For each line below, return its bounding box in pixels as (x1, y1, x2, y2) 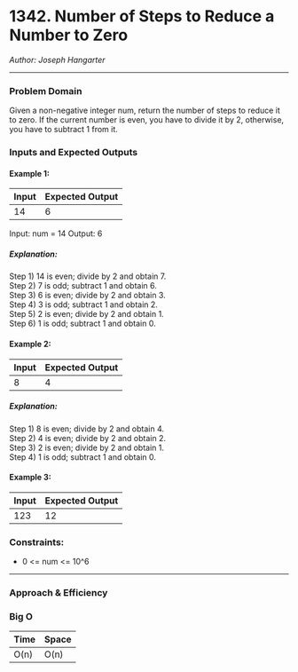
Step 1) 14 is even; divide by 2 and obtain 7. (9, 271, 167, 281)
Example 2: (9, 338, 51, 349)
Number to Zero (9, 25, 129, 45)
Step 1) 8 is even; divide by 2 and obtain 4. (9, 423, 165, 434)
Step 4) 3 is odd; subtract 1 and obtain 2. (9, 299, 158, 310)
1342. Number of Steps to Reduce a (9, 6, 275, 27)
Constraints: (9, 535, 65, 548)
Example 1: (9, 168, 51, 178)
